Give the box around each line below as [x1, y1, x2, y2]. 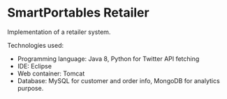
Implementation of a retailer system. [7, 28, 111, 36]
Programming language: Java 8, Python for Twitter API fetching [17, 54, 200, 63]
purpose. [17, 84, 44, 92]
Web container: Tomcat [17, 69, 85, 78]
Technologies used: [7, 41, 64, 49]
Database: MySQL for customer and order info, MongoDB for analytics [17, 76, 220, 84]
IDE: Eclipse [17, 62, 52, 70]
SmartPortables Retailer [7, 5, 149, 21]
